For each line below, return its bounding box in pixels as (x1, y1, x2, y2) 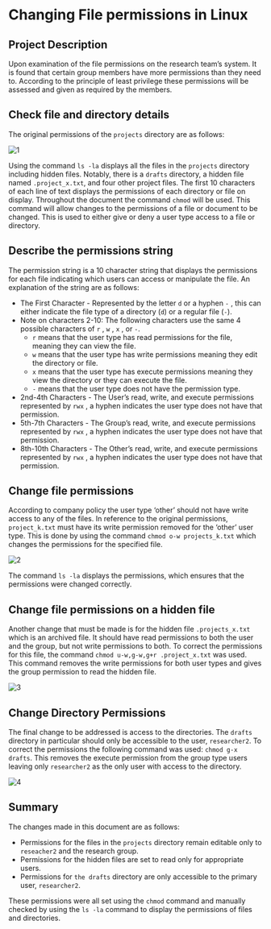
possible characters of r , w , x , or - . (19, 324, 141, 334)
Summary (8, 800, 59, 815)
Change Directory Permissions (8, 706, 166, 720)
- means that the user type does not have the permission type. (31, 384, 240, 393)
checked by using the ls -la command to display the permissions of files (8, 904, 252, 914)
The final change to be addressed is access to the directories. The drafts (8, 728, 252, 737)
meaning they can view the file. (31, 341, 136, 350)
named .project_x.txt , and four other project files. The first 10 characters (8, 177, 256, 187)
